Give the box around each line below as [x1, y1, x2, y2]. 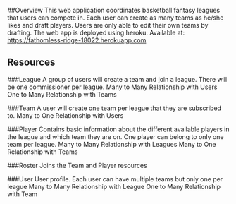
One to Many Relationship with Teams [7, 90, 118, 98]
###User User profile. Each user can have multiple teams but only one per [7, 174, 223, 183]
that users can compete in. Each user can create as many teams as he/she [7, 13, 224, 22]
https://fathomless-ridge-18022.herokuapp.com [7, 36, 147, 44]
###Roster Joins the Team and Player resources [7, 161, 148, 169]
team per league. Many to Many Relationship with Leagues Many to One [7, 140, 216, 148]
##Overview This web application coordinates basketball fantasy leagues [7, 6, 221, 14]
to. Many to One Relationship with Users [7, 111, 124, 119]
